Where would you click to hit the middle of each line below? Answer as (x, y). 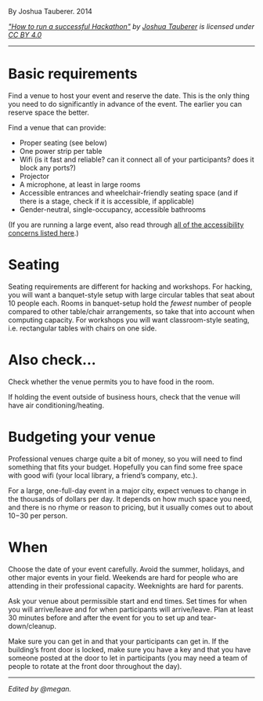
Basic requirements (73, 74)
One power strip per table (61, 151)
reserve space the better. (49, 112)
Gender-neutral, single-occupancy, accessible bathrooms (112, 209)
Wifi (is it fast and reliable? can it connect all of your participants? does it (137, 159)
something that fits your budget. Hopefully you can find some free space (126, 467)
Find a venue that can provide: (57, 127)
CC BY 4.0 (25, 35)
